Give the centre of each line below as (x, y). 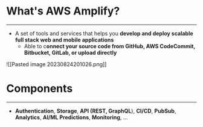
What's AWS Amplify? (63, 11)
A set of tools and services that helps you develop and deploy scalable (104, 33)
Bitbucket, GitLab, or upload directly (70, 52)
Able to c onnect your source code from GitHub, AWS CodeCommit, (110, 46)
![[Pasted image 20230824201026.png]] (56, 64)
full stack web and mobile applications (64, 40)
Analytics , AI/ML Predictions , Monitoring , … (71, 117)
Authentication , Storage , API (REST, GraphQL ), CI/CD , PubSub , (95, 111)
